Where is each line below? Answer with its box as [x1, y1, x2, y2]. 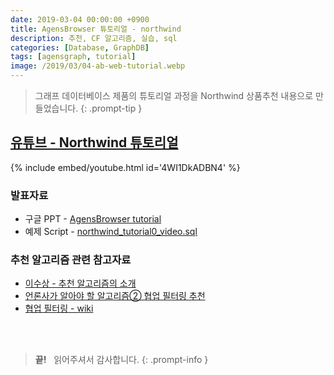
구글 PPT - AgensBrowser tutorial [24, 213, 162, 225]
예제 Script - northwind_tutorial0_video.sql [24, 226, 198, 238]
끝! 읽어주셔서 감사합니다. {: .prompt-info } [34, 354, 209, 366]
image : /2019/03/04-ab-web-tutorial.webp [10, 61, 186, 71]
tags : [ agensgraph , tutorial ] [10, 52, 137, 62]
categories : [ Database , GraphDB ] [10, 42, 150, 53]
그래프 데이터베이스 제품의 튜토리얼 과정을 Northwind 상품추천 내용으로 [34, 90, 314, 101]
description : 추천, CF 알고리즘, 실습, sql [10, 33, 178, 43]
